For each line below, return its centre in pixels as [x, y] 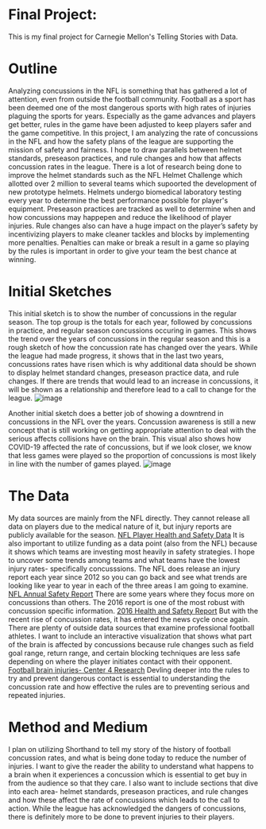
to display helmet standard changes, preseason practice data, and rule [124, 372]
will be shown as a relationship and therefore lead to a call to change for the [132, 389]
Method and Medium [78, 727]
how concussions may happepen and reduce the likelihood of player [120, 217]
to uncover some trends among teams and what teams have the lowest [124, 560]
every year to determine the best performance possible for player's [118, 200]
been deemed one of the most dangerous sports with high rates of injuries [130, 107]
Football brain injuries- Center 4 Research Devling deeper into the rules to [129, 669]
